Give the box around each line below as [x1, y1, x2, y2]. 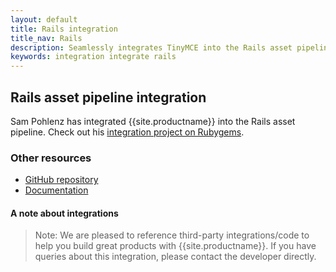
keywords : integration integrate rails [10, 52, 177, 62]
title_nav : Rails [10, 33, 83, 43]
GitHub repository [24, 174, 99, 186]
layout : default [10, 14, 78, 25]
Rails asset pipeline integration [10, 89, 207, 106]
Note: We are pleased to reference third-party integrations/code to [34, 229, 310, 241]
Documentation [24, 184, 89, 196]
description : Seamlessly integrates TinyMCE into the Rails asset [10, 42, 293, 53]
